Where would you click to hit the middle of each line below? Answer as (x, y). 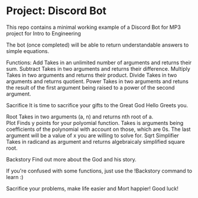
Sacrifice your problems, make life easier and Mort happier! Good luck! (92, 188)
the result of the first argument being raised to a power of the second (90, 87)
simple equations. (28, 51)
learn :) (15, 177)
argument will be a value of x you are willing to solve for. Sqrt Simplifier (92, 135)
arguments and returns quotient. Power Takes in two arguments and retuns (98, 81)
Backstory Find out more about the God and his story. (72, 159)
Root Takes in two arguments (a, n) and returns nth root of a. (80, 117)
